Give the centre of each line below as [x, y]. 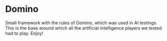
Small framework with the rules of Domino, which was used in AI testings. [81, 23]
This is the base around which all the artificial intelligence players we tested [83, 28]
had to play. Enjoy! [24, 33]
